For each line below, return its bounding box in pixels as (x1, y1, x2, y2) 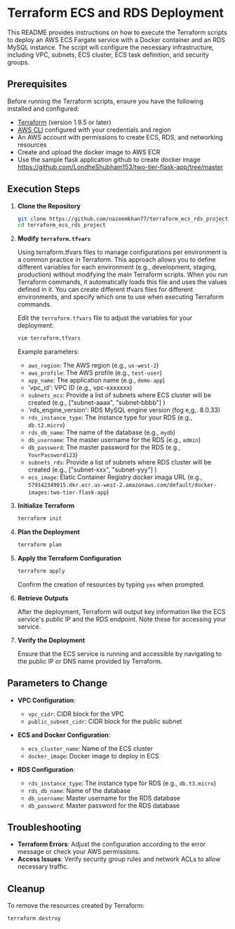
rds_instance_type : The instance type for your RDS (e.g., (27, 413, 193, 422)
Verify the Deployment (17, 636, 86, 644)
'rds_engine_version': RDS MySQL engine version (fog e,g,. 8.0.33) (27, 406, 221, 415)
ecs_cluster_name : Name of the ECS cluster (27, 744, 153, 752)
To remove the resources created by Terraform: (7, 902, 145, 910)
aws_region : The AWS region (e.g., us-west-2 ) (27, 361, 159, 370)
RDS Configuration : (17, 765, 76, 773)
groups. (7, 58, 30, 66)
